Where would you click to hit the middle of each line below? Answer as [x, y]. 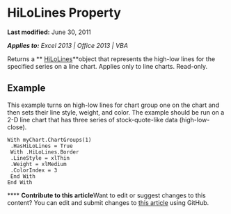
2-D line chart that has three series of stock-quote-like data [93, 120]
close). [17, 127]
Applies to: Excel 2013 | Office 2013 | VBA [68, 45]
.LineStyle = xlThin [40, 158]
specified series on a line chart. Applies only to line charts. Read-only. [107, 66]
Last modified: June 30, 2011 [49, 32]
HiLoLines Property [64, 13]
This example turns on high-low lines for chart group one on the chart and [113, 105]
